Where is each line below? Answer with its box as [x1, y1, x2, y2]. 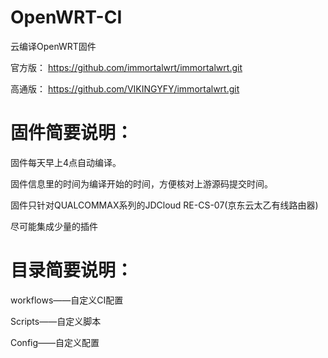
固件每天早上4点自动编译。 [10, 156, 122, 168]
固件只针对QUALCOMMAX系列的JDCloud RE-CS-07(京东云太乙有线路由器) [10, 199, 319, 211]
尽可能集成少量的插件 [10, 220, 98, 232]
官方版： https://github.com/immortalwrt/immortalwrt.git [10, 61, 243, 73]
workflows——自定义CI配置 [10, 294, 124, 306]
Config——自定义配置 [10, 336, 100, 348]
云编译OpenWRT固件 [10, 40, 97, 52]
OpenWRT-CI [10, 6, 123, 29]
